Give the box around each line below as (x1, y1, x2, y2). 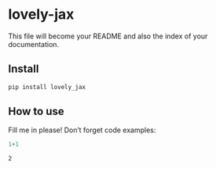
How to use (8, 105, 64, 118)
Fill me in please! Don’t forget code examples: (8, 125, 156, 135)
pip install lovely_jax (8, 83, 86, 91)
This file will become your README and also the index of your (8, 31, 208, 41)
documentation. (8, 39, 60, 49)
